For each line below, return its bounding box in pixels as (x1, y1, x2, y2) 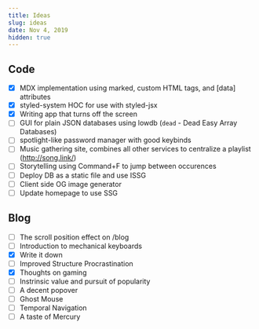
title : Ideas (8, 11, 51, 20)
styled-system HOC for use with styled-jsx (19, 101, 159, 110)
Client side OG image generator (19, 179, 122, 188)
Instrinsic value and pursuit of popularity (19, 276, 151, 286)
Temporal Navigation (19, 303, 88, 313)
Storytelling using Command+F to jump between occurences (19, 162, 217, 171)
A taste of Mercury (19, 312, 81, 322)
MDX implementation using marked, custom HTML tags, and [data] (19, 83, 236, 93)
